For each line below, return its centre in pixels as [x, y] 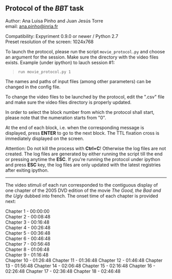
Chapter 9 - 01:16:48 [27, 255]
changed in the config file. [33, 87]
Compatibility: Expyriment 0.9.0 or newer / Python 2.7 [62, 36]
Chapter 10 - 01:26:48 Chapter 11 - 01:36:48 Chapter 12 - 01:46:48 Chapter [84, 260]
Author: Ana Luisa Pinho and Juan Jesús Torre [54, 21]
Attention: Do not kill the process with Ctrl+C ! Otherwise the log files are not [86, 148]
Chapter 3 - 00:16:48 [27, 222]
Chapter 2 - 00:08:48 [28, 216]
